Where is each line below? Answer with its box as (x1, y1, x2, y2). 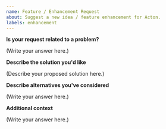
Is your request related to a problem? (6, 36, 99, 43)
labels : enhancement (6, 20, 58, 25)
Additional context (6, 105, 54, 112)
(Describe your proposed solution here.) (6, 70, 105, 78)
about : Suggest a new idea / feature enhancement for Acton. (6, 14, 161, 20)
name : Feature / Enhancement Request (6, 8, 100, 15)
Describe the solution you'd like (6, 59, 86, 66)
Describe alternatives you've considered (6, 82, 109, 89)
